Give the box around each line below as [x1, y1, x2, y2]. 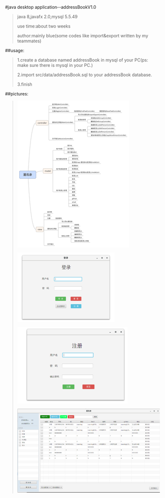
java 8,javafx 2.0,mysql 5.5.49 [17, 14, 78, 19]
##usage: [5, 48, 25, 53]
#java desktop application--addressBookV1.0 [5, 4, 97, 10]
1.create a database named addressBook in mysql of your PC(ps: [17, 57, 148, 63]
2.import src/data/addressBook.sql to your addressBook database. [17, 72, 152, 78]
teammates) [17, 38, 42, 44]
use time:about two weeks [17, 23, 71, 29]
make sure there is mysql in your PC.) [17, 62, 93, 68]
